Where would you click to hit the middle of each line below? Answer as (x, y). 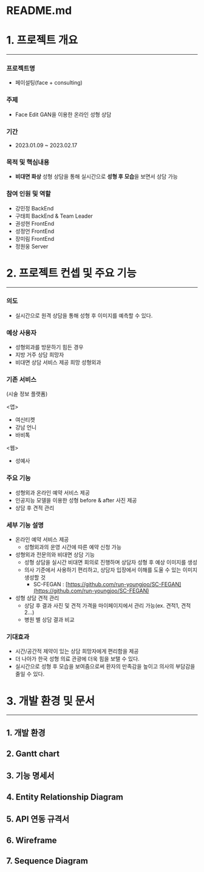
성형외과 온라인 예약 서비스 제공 (52, 493)
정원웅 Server (32, 246)
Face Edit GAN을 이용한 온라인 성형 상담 (63, 114)
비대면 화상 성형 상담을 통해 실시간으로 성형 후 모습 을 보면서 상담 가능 (96, 176)
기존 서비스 (22, 379)
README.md (39, 11)
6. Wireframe (32, 840)
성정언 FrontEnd (35, 231)
